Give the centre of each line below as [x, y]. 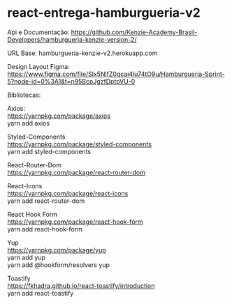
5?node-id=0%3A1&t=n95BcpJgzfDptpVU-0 [71, 81]
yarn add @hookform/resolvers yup [59, 265]
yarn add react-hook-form [45, 229]
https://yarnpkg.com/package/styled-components [80, 144]
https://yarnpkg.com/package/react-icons [68, 193]
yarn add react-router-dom [46, 201]
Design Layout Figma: [38, 66]
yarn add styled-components [49, 151]
